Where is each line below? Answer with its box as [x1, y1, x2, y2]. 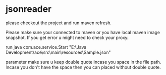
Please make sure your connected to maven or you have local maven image [5, 29, 160, 35]
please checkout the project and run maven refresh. [5, 20, 112, 26]
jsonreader [5, 3, 52, 15]
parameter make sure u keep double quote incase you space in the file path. [5, 59, 162, 65]
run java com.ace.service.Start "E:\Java [5, 44, 87, 50]
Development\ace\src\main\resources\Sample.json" [5, 49, 111, 55]
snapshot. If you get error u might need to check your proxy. [5, 35, 129, 40]
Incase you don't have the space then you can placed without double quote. [5, 64, 161, 70]
